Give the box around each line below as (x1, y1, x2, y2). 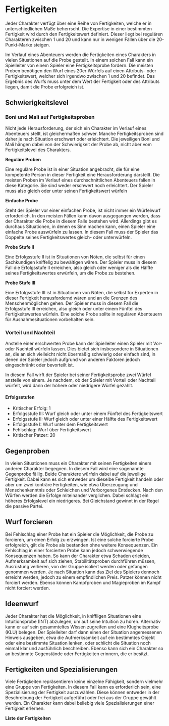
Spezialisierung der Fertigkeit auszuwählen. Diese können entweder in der (5, 689, 160, 696)
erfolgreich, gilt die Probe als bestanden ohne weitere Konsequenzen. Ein (5, 542, 158, 548)
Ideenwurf (5, 600, 39, 608)
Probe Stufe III (5, 280, 36, 286)
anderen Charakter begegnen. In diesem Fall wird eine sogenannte (5, 465, 144, 471)
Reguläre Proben (5, 156, 41, 162)
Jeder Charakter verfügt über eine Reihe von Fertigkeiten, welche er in (5, 20, 152, 26)
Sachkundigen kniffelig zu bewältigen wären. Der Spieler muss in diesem (5, 259, 157, 265)
